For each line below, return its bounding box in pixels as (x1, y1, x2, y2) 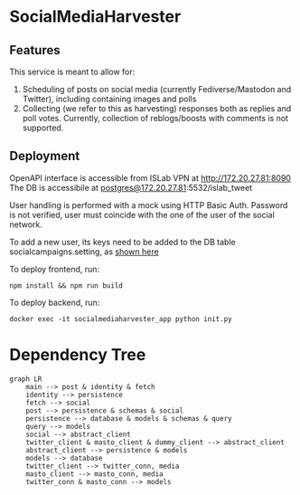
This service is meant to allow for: (9, 66, 136, 77)
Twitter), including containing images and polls (22, 93, 197, 104)
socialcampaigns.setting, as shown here (9, 246, 160, 257)
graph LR (9, 374, 42, 384)
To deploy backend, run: (9, 297, 100, 308)
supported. (22, 122, 64, 133)
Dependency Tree (9, 345, 146, 365)
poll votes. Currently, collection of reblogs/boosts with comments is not (22, 113, 289, 123)
